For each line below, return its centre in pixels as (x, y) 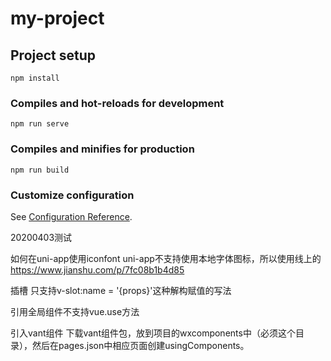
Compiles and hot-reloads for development (117, 103)
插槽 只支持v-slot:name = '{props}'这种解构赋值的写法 (121, 290)
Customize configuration (72, 195)
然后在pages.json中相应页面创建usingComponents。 (140, 345)
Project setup (53, 55)
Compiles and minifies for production (102, 149)
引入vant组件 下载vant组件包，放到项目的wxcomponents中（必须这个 (153, 333)
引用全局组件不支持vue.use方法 (75, 311)
